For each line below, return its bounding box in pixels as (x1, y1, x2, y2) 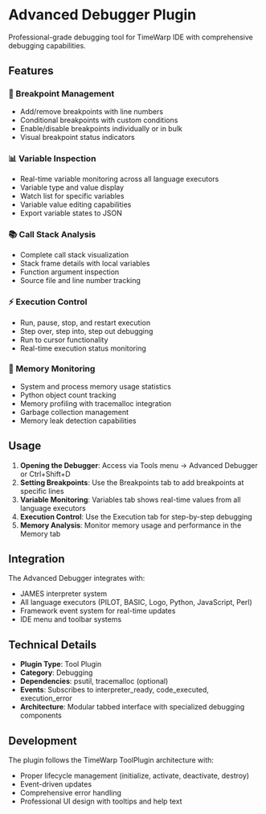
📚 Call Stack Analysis (8, 228, 96, 240)
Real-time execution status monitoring (19, 343, 147, 353)
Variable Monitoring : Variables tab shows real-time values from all (19, 495, 241, 504)
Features (8, 64, 54, 78)
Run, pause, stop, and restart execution (19, 318, 151, 327)
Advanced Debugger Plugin (8, 6, 197, 24)
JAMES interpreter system (19, 589, 108, 598)
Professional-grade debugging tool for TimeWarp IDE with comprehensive (8, 32, 253, 42)
